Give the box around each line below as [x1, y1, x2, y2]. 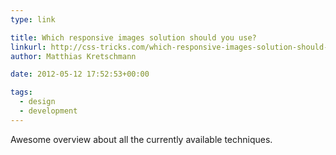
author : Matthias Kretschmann [10, 51, 137, 61]
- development [19, 106, 78, 116]
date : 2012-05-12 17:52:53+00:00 [10, 69, 150, 80]
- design [19, 97, 56, 107]
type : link [10, 14, 56, 25]
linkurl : [10, 42, 47, 52]
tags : [10, 87, 33, 98]
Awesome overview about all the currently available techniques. [10, 133, 273, 145]
